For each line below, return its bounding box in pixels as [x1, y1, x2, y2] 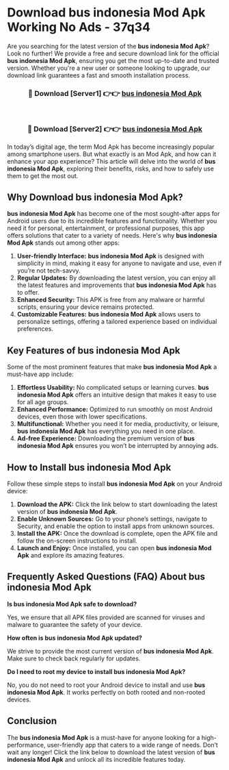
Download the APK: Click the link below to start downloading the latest [16, 500, 217, 508]
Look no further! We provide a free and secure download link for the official [7, 49, 219, 58]
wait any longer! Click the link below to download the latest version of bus [7, 748, 215, 756]
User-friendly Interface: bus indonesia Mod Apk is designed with [16, 252, 204, 260]
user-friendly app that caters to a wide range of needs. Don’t [46, 741, 219, 749]
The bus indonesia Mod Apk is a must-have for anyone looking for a [7, 733, 200, 741]
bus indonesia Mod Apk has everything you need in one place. [16, 427, 196, 436]
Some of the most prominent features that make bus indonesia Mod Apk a [7, 363, 217, 371]
